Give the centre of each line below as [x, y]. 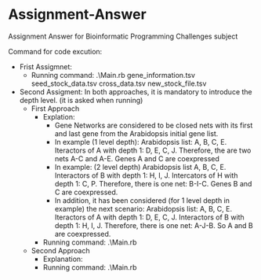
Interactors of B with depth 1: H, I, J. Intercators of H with [146, 175]
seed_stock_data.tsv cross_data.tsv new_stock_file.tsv [119, 83]
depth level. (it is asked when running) [81, 100]
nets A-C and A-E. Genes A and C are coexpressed [137, 158]
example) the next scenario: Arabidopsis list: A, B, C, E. [143, 208]
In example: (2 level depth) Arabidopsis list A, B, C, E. [140, 167]
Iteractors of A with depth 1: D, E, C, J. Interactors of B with [149, 217]
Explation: [59, 116]
